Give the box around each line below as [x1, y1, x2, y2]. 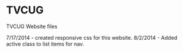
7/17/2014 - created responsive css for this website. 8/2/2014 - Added [6, 34, 178, 41]
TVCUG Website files [6, 23, 57, 30]
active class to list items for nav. [6, 40, 85, 47]
